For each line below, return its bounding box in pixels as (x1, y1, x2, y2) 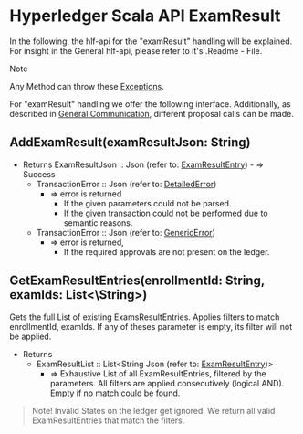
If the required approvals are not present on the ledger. (63, 246, 270, 257)
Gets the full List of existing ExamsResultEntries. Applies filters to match (9, 312, 280, 323)
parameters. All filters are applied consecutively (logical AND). (49, 377, 285, 388)
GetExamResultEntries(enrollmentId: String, (9, 273, 265, 289)
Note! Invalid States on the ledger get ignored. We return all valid (31, 405, 276, 416)
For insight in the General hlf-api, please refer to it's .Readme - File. (9, 45, 263, 56)
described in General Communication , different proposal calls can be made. (9, 108, 294, 119)
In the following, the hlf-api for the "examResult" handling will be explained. (9, 36, 293, 47)
